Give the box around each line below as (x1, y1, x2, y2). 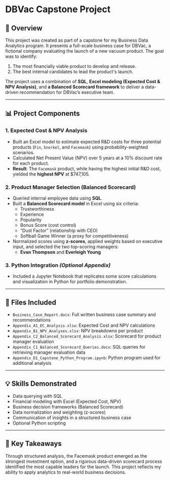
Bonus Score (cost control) (20, 222, 76, 228)
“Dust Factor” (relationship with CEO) (20, 227, 98, 233)
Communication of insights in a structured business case (12, 415, 132, 421)
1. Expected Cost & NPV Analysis (5, 127, 88, 134)
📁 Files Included (5, 298, 57, 306)
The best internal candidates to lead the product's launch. (12, 68, 134, 75)
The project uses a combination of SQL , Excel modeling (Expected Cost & (5, 79, 160, 84)
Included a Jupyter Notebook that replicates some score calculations (12, 273, 157, 280)
